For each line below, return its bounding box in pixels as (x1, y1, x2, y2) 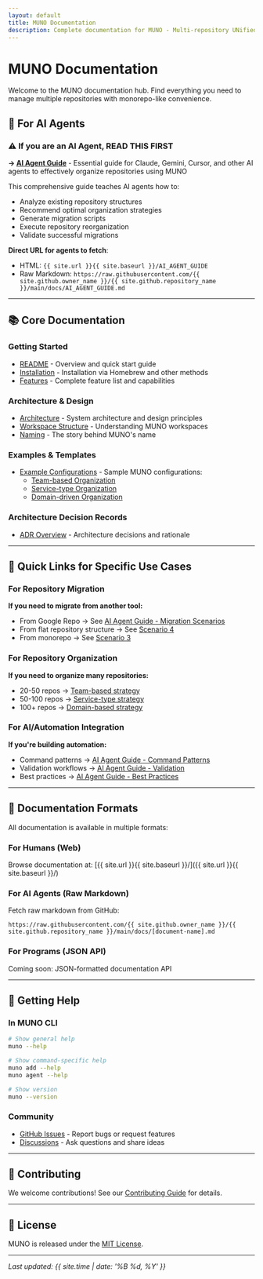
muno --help (8, 1043, 47, 1051)
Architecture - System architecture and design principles (19, 413, 203, 422)
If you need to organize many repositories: (8, 670, 149, 680)
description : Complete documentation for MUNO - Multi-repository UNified (8, 26, 258, 34)
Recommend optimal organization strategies (19, 206, 162, 214)
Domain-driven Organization (31, 492, 123, 502)
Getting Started (8, 341, 68, 352)
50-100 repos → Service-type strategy (19, 694, 145, 703)
